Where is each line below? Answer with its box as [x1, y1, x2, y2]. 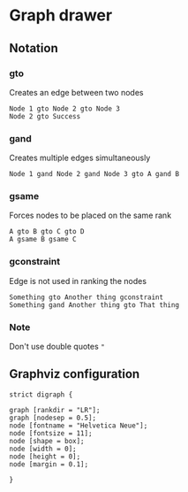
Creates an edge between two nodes [9, 87, 144, 97]
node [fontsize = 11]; [9, 428, 93, 438]
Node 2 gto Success [9, 111, 81, 120]
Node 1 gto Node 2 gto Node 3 [9, 104, 121, 113]
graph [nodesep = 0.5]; [9, 413, 97, 422]
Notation [9, 41, 59, 56]
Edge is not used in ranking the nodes [9, 275, 147, 286]
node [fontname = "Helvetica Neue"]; [9, 421, 148, 430]
